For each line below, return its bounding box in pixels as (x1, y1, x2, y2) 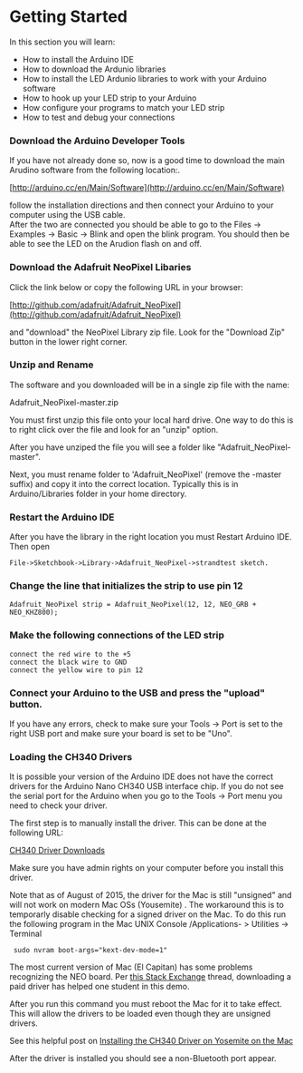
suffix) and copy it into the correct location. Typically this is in (9, 478, 239, 489)
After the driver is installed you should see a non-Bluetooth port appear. (9, 1053, 278, 1064)
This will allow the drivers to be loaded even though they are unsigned (9, 1009, 271, 1019)
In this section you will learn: (9, 36, 116, 47)
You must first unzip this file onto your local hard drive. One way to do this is (9, 415, 294, 425)
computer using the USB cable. (9, 210, 126, 220)
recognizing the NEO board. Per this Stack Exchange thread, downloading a (9, 971, 292, 982)
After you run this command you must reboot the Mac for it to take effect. (9, 999, 282, 1010)
